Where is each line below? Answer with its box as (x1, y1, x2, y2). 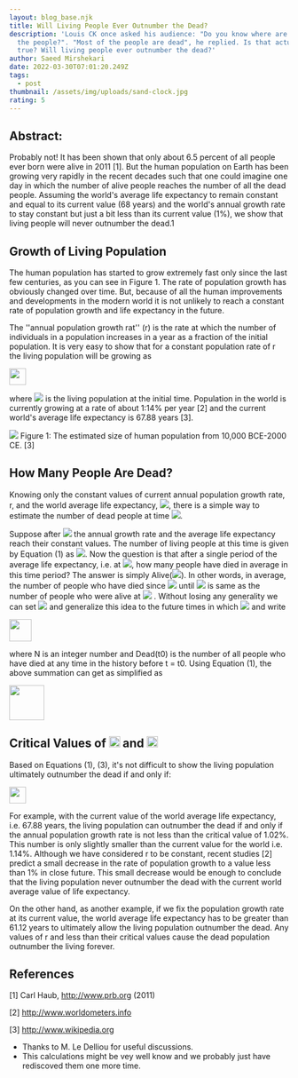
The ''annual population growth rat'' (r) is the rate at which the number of (9, 322, 277, 333)
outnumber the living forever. (9, 940, 115, 951)
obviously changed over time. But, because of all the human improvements (9, 286, 283, 297)
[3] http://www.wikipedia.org (9, 1025, 114, 1035)
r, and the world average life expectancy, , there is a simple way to (9, 499, 260, 511)
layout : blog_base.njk (9, 12, 93, 22)
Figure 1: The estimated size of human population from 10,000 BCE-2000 (20, 431, 286, 440)
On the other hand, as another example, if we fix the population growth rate (9, 903, 285, 914)
